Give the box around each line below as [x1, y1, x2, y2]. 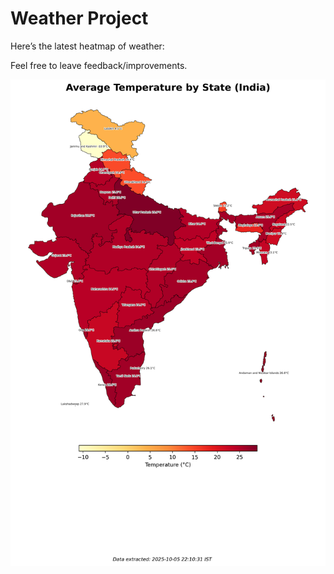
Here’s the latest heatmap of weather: [10, 40, 165, 52]
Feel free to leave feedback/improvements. [10, 59, 188, 71]
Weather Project [10, 7, 149, 30]
